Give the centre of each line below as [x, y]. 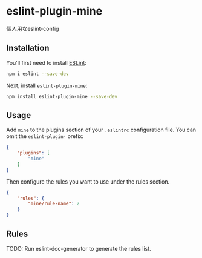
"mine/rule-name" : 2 [54, 204]
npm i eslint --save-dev [37, 74]
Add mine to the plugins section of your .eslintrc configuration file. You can [101, 130]
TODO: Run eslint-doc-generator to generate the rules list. [79, 248]
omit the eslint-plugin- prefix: [45, 136]
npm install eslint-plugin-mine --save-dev [62, 96]
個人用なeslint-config [33, 28]
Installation [28, 48]
